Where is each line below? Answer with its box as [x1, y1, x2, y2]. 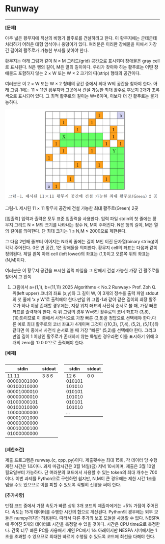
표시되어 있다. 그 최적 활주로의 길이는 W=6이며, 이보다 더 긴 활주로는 [18, 93, 149, 99]
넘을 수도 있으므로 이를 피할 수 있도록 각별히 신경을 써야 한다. [5, 481, 122, 487]
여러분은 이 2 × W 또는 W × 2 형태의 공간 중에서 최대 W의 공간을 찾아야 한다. [5, 80, 152, 86]
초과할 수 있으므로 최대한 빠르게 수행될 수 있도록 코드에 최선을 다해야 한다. [14, 533, 156, 539]
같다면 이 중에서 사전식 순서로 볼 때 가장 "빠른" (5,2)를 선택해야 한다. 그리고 [12, 327, 157, 333]
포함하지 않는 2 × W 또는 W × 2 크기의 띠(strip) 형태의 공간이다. [18, 70, 141, 76]
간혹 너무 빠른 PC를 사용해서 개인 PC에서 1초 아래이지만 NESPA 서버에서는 [11, 527, 154, 533]
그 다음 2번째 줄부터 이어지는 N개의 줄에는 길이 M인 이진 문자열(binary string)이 [5, 239, 159, 245]
